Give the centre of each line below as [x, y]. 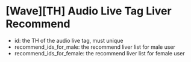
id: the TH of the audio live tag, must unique [69, 40]
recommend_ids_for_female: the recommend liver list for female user [99, 53]
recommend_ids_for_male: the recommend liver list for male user [95, 47]
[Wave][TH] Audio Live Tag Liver [89, 11]
